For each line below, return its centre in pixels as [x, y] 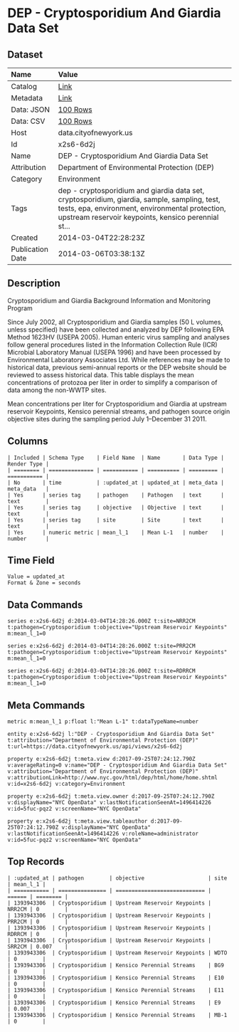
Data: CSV [28, 121]
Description [34, 284]
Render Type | [28, 464]
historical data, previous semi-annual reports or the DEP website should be [117, 367]
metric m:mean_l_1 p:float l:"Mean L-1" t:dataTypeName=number [103, 722]
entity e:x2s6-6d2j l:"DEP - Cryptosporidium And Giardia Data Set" [111, 734]
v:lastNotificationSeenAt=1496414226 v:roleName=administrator [103, 834]
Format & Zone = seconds [44, 583]
